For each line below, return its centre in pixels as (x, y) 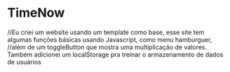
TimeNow (36, 13)
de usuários (25, 62)
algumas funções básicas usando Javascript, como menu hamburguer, (110, 39)
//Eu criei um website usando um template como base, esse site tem (106, 32)
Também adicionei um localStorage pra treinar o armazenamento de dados (115, 55)
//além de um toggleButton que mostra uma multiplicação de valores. (107, 47)
